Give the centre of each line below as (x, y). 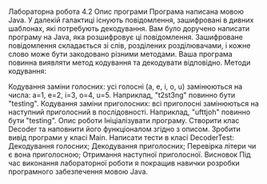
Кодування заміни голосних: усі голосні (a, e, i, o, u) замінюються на (126, 86)
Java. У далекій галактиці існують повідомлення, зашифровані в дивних (131, 20)
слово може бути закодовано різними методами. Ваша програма (121, 54)
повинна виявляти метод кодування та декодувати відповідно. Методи (130, 62)
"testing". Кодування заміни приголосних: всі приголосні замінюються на (134, 104)
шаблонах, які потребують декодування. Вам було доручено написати (129, 28)
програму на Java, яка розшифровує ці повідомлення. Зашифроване (126, 37)
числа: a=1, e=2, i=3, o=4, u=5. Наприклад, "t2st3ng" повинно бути (122, 95)
